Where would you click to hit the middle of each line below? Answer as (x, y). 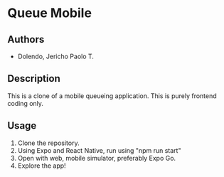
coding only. (26, 103)
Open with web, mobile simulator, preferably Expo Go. (97, 158)
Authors (26, 39)
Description (34, 79)
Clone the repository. (48, 143)
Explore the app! (42, 166)
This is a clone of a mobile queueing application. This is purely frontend (112, 96)
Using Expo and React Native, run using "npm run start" (99, 150)
